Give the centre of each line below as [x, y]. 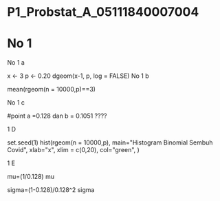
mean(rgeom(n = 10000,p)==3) [52, 89]
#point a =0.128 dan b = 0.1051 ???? [57, 116]
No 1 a [16, 63]
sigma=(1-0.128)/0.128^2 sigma [51, 190]
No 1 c [16, 103]
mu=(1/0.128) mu [31, 177]
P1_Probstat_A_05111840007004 [103, 12]
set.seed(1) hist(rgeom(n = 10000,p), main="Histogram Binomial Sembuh [110, 142]
